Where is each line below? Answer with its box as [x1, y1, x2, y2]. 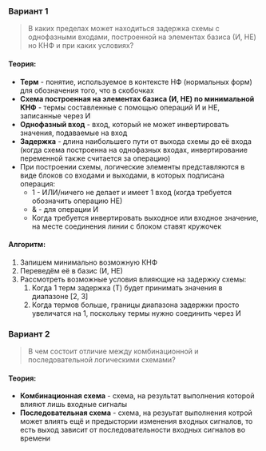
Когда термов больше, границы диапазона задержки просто [31, 300, 240, 309]
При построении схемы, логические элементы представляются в [19, 162, 245, 171]
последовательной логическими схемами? [27, 355, 176, 365]
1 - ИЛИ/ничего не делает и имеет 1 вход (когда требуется [31, 187, 232, 197]
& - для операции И [31, 204, 99, 214]
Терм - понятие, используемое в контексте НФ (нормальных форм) [19, 77, 253, 86]
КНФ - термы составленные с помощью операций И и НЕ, [19, 102, 220, 112]
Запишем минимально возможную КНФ [19, 257, 158, 267]
